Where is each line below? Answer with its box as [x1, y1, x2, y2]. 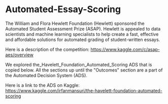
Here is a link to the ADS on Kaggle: [5, 82, 80, 88]
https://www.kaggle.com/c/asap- [90, 46, 160, 52]
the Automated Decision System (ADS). [5, 72, 88, 78]
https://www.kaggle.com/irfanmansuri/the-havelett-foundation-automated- [5, 87, 162, 93]
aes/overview [5, 52, 34, 58]
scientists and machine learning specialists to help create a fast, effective [5, 31, 159, 37]
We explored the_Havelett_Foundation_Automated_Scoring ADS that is [5, 61, 152, 67]
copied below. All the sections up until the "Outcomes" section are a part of [5, 67, 163, 73]
